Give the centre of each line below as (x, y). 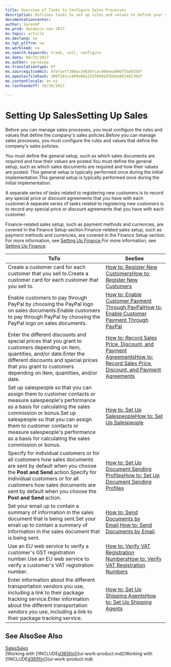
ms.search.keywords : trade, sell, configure (53, 52)
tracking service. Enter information (48, 599)
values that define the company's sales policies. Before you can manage (81, 135)
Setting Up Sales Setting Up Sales (77, 115)
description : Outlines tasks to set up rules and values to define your (84, 15)
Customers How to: (128, 273)
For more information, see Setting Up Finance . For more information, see (81, 241)
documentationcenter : (28, 19)
